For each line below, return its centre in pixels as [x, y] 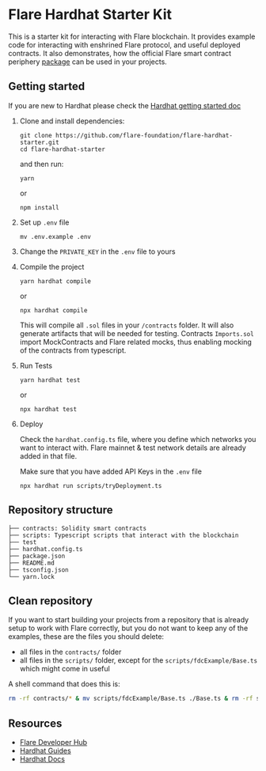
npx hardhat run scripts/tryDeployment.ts [91, 486]
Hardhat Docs [42, 759]
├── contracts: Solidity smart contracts [78, 528]
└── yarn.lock [32, 576]
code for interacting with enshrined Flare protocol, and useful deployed [124, 44]
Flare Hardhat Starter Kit [90, 15]
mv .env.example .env [55, 236]
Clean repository [51, 601]
